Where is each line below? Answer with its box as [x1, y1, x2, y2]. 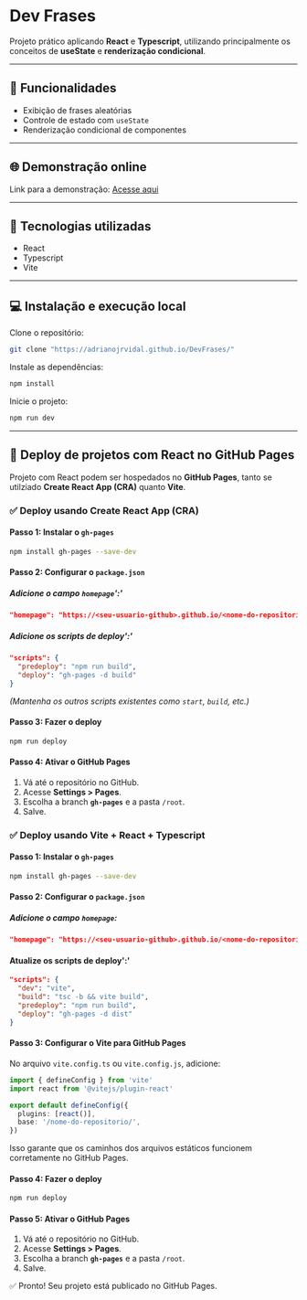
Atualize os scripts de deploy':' [9, 954, 131, 965]
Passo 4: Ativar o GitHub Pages [9, 756, 131, 768]
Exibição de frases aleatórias [22, 104, 132, 115]
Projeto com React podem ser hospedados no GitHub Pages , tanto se [9, 472, 272, 483]
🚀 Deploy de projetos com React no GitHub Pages [9, 447, 295, 463]
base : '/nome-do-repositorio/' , [17, 1117, 142, 1127]
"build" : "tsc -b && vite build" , [17, 993, 149, 1002]
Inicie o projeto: [9, 395, 69, 407]
